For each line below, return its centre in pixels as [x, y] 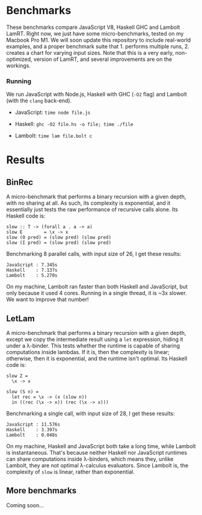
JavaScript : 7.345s [32, 265]
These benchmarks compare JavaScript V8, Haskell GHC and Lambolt [93, 27]
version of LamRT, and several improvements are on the [103, 59]
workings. [19, 65]
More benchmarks [41, 491]
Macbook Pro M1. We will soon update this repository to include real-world [99, 40]
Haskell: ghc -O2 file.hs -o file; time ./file [74, 124]
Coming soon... [25, 505]
